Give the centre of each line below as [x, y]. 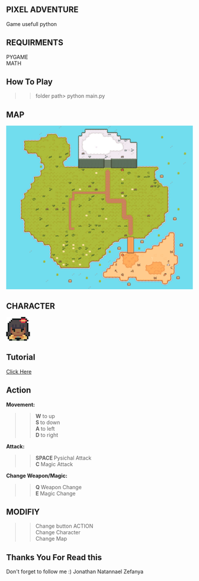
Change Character [58, 532]
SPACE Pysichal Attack [63, 458]
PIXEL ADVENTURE [42, 10]
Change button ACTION [64, 526]
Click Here [19, 371]
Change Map [51, 539]
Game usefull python [32, 24]
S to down [48, 422]
